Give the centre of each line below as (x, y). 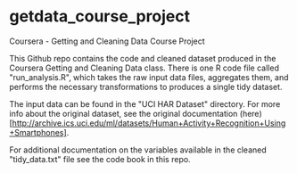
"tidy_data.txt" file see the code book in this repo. (100, 159)
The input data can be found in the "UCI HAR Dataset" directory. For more (145, 103)
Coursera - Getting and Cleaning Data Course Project (107, 41)
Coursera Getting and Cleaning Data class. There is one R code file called (144, 68)
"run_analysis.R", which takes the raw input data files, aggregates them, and (149, 77)
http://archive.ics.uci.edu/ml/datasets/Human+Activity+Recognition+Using (149, 123)
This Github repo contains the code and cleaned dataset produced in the (143, 58)
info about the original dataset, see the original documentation (124, 113)
